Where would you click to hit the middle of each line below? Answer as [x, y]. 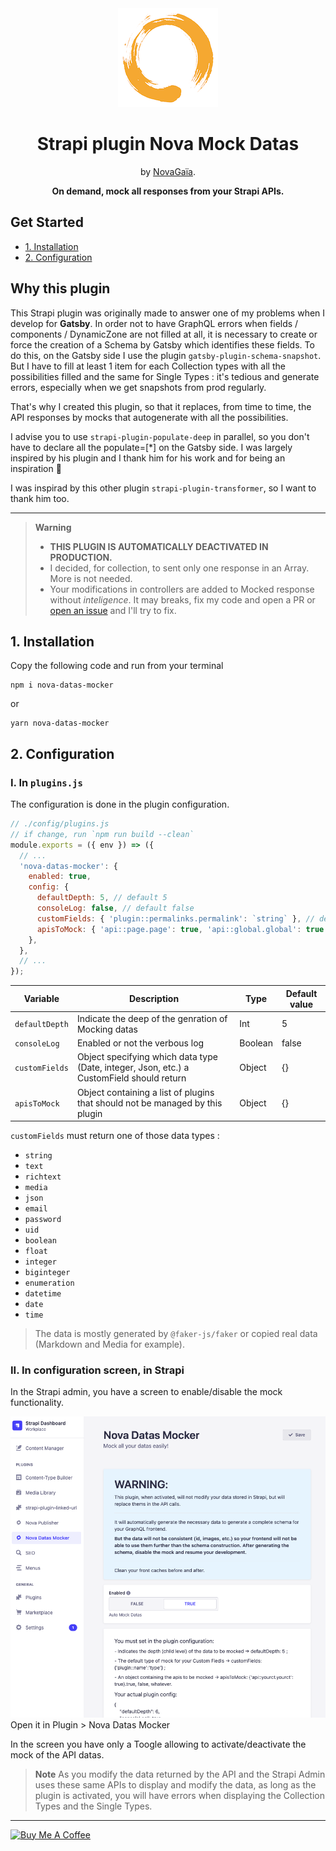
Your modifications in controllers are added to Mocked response [182, 589]
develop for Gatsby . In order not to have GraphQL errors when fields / [154, 323]
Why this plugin [60, 288]
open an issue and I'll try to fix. [113, 610]
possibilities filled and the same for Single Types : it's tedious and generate [165, 376]
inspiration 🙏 [36, 468]
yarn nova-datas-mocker [60, 723]
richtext [43, 1177]
